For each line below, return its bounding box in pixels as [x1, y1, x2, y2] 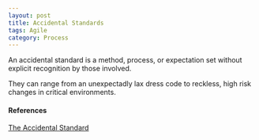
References [8, 105, 47, 115]
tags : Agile [8, 26, 47, 34]
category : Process [8, 33, 69, 42]
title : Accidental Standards [8, 19, 104, 27]
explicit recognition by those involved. [8, 64, 132, 74]
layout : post [8, 11, 51, 20]
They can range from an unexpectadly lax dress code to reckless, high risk [8, 79, 251, 89]
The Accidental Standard [8, 123, 89, 133]
